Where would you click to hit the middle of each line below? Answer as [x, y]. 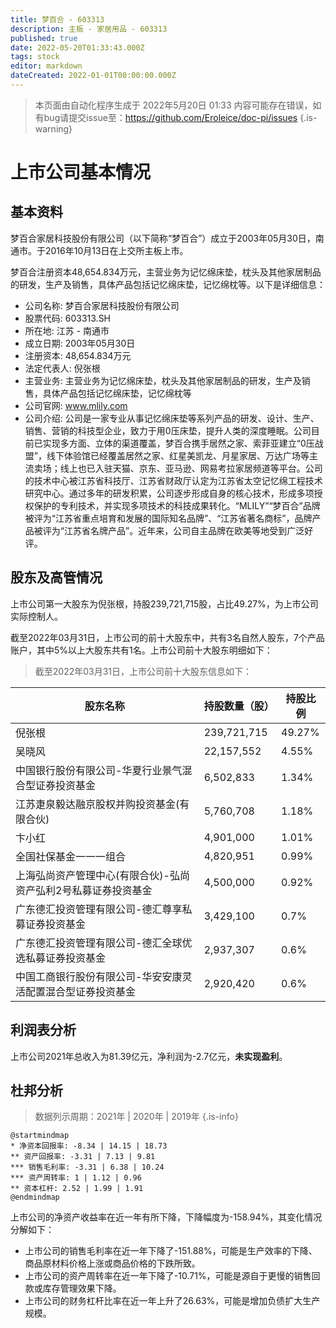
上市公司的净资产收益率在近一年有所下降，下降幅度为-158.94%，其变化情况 [166, 1217]
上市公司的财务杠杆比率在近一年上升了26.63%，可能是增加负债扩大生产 [172, 1301]
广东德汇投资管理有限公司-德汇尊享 [99, 909]
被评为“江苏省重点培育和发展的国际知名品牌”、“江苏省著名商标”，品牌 [168, 518]
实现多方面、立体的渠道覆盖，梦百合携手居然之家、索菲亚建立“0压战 [183, 443]
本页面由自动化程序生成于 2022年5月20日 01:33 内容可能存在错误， [173, 105]
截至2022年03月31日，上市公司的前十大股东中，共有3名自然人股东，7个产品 [167, 637]
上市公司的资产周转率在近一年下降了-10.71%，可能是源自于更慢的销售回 [172, 1276]
